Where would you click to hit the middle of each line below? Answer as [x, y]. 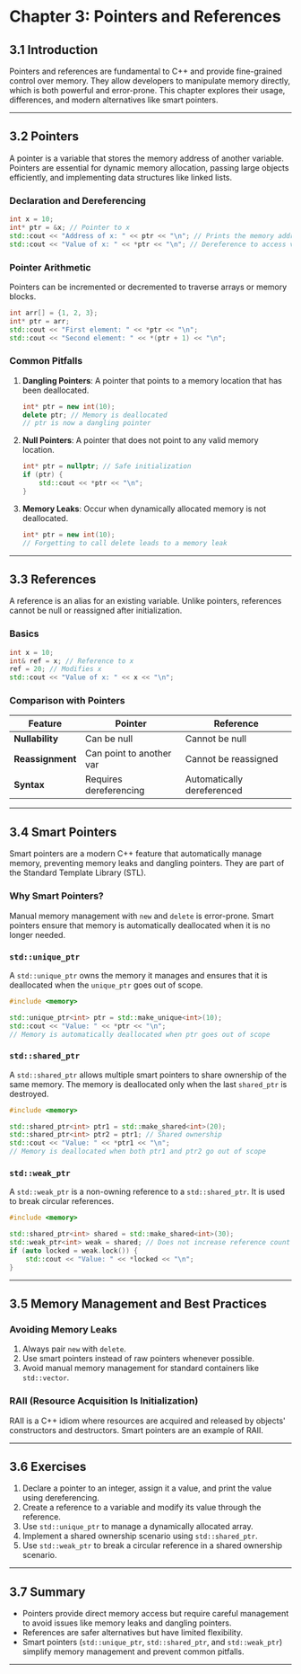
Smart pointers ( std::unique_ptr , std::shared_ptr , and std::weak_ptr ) [152, 1643]
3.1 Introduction [54, 50]
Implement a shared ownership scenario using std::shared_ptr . [140, 1536]
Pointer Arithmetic [50, 267]
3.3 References [53, 579]
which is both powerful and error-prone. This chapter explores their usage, [147, 90]
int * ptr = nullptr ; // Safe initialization [107, 466]
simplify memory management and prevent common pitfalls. [133, 1652]
